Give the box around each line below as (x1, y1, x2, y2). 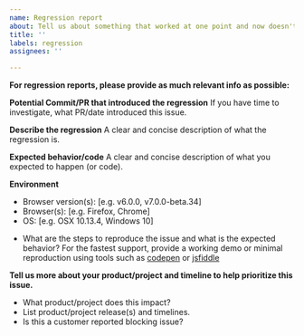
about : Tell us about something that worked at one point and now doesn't (9, 22, 298, 31)
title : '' (9, 30, 47, 39)
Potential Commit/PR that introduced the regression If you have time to (9, 97, 280, 109)
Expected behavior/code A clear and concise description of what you (9, 151, 271, 163)
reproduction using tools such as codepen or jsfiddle (22, 253, 220, 264)
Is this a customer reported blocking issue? (22, 316, 184, 327)
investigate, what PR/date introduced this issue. (9, 107, 187, 118)
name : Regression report (9, 13, 103, 23)
